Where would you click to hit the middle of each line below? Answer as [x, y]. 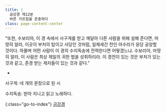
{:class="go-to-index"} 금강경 [35, 104]
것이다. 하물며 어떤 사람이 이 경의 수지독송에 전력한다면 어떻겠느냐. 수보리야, [79, 51]
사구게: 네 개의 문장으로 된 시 [33, 83]
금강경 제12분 [22, 14]
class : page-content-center [34, 24]
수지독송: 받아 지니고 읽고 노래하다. [39, 94]
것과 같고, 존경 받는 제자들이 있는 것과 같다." [48, 63]
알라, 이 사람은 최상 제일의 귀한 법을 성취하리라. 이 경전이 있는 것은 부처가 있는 [85, 57]
